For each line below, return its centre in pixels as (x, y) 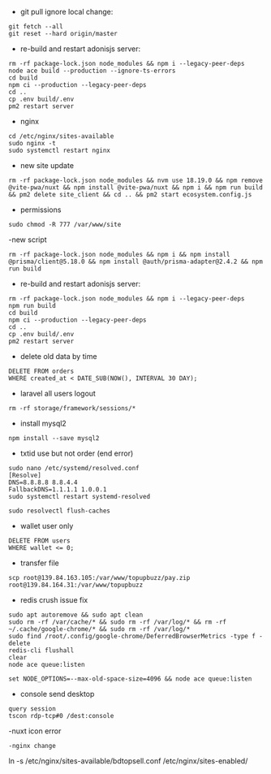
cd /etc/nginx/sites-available (61, 136)
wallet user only (47, 526)
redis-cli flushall (41, 651)
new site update (47, 165)
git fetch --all (36, 27)
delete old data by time (58, 356)
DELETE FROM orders (41, 371)
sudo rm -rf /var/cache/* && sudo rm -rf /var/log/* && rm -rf (118, 622)
